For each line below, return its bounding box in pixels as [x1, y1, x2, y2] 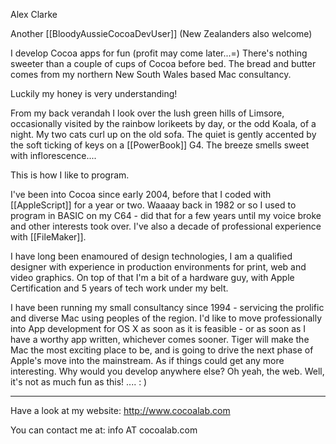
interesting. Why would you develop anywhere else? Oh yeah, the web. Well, [10, 365, 325, 377]
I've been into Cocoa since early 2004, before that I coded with [10, 189, 272, 200]
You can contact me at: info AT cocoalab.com [10, 424, 198, 436]
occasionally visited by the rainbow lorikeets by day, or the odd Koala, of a [10, 118, 317, 129]
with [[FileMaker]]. [10, 231, 87, 243]
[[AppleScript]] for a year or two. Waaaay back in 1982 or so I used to [10, 199, 297, 211]
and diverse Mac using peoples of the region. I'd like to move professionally [10, 312, 323, 324]
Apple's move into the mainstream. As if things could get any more [10, 355, 285, 366]
